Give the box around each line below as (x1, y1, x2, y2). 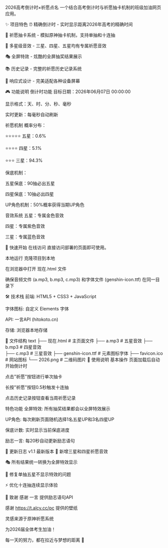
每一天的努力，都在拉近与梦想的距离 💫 (5, 537, 85, 543)
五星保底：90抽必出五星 (5, 180, 55, 186)
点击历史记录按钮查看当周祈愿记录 (5, 395, 76, 401)
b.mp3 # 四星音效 (5, 344, 42, 350)
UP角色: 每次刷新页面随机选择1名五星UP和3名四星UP (5, 416, 115, 422)
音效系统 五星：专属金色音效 (5, 213, 64, 218)
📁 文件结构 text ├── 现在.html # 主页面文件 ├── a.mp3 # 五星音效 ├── (5, 338, 153, 343)
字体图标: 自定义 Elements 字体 (5, 306, 69, 312)
